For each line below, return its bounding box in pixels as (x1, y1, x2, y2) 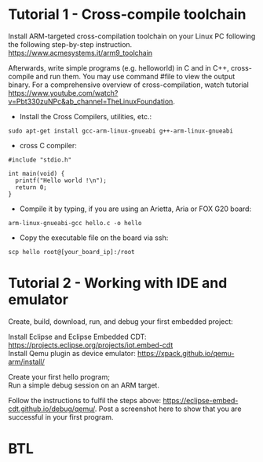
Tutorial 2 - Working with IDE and (8, 275, 228, 292)
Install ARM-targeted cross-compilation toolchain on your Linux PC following (8, 31, 256, 41)
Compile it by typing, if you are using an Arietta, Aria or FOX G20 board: (19, 204, 252, 213)
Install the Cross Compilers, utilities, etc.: (19, 111, 152, 121)
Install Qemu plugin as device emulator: (8, 348, 136, 358)
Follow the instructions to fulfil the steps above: (8, 395, 162, 405)
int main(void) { (8, 169, 65, 177)
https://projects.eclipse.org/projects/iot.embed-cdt (8, 340, 174, 350)
